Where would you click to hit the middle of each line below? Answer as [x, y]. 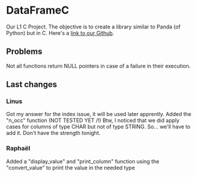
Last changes [32, 84]
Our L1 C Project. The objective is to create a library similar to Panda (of [93, 27]
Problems [24, 52]
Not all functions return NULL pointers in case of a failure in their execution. [99, 66]
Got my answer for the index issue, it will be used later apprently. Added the [99, 114]
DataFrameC [38, 10]
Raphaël [18, 149]
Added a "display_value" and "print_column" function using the [83, 161]
